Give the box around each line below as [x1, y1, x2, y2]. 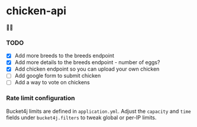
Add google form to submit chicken [14, 72, 101, 80]
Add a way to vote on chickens [14, 79, 91, 86]
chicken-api [6, 4, 67, 18]
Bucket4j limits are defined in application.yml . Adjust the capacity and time [6, 107, 191, 115]
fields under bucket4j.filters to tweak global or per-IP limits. [6, 114, 157, 121]
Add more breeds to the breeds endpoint [14, 52, 114, 59]
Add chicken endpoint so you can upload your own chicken [14, 65, 160, 72]
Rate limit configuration [6, 94, 75, 102]
